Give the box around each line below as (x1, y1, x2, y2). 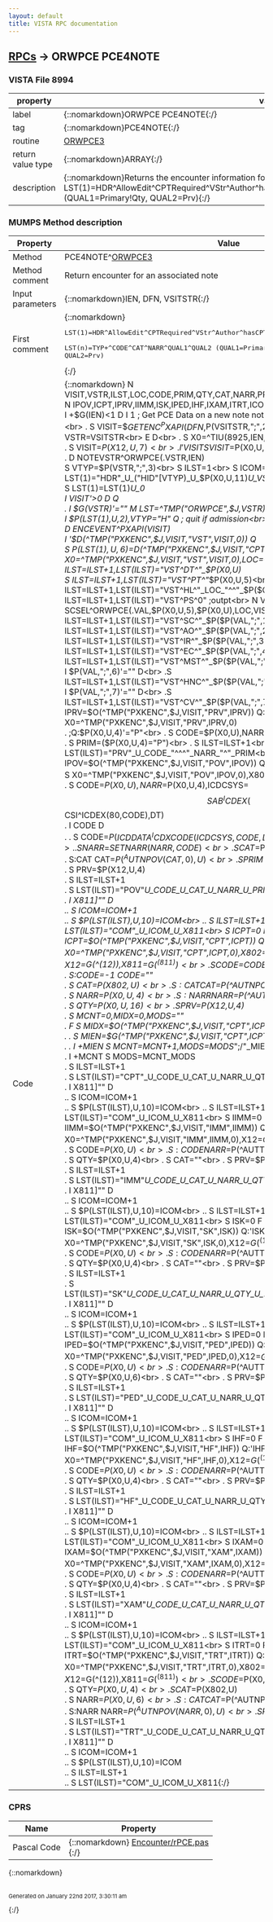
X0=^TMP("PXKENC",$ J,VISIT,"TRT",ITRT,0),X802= (64, 1661, 266, 1673)
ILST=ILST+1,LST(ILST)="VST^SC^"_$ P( (64, 614, 220, 626)
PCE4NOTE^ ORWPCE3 (64, 252, 153, 263)
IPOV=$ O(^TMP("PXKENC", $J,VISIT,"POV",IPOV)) (64, 757, 258, 768)
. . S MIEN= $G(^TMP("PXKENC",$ (64, 1030, 194, 1041)
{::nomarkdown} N (64, 379, 134, 390)
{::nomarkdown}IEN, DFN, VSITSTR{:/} (64, 293, 210, 305)
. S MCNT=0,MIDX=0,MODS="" (64, 1009, 184, 1021)
